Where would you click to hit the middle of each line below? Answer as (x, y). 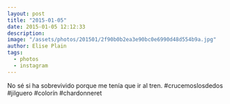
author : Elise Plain (37, 46)
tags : (15, 53)
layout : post (26, 14)
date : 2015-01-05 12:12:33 (46, 27)
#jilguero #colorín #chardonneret (55, 93)
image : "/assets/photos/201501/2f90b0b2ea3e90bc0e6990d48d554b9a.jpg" (112, 40)
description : (26, 33)
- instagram (31, 66)
